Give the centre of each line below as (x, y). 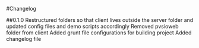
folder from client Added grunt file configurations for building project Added (99, 33)
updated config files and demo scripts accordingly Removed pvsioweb (93, 26)
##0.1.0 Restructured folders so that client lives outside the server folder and (100, 20)
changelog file (24, 39)
